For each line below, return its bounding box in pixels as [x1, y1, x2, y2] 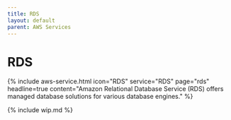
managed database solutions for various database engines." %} [7, 92, 193, 101]
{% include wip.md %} [7, 106, 73, 114]
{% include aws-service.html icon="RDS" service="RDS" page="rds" [7, 77, 210, 85]
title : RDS [7, 10, 40, 18]
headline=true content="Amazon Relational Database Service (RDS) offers [7, 85, 224, 93]
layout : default [7, 17, 55, 24]
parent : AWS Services [7, 23, 72, 30]
